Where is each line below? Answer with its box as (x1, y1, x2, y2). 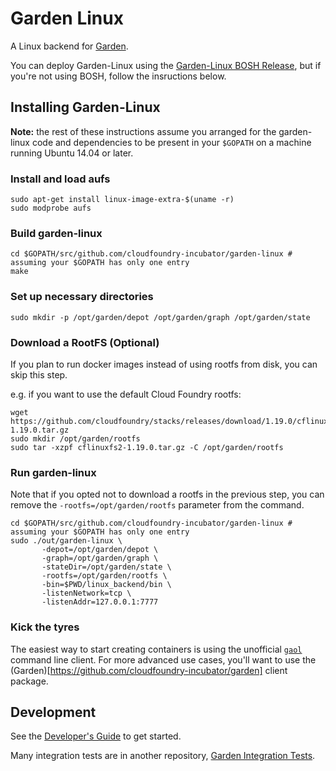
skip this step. (10, 368, 68, 381)
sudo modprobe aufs (10, 203, 92, 214)
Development (10, 703, 97, 721)
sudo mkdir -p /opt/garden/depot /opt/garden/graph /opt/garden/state (10, 312, 311, 322)
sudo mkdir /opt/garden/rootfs (10, 433, 141, 444)
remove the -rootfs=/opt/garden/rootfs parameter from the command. (10, 499, 305, 511)
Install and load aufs (10, 172, 111, 186)
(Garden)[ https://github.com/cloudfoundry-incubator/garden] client (10, 664, 288, 676)
